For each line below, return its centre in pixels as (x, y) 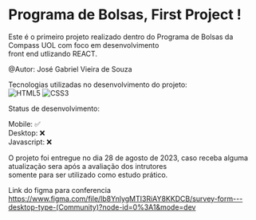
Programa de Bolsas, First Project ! (125, 15)
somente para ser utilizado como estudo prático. (88, 175)
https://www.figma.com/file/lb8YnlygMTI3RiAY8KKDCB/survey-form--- (126, 198)
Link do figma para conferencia (60, 190)
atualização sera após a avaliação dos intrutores (88, 166)
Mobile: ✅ (25, 124)
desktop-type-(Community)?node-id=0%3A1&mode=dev (102, 207)
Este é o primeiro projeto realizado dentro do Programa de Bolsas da (121, 37)
